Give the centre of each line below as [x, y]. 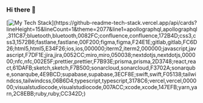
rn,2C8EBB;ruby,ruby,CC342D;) [46, 94]
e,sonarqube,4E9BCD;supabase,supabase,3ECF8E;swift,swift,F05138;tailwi [101, 75]
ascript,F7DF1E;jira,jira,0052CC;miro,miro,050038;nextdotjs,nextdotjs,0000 [101, 55]
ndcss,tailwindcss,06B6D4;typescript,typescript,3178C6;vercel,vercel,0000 [101, 81]
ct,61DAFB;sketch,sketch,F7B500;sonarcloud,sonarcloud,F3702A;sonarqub [101, 68]
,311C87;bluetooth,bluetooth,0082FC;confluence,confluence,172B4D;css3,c [101, 36]
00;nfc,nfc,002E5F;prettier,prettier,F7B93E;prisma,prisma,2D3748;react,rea [101, 61]
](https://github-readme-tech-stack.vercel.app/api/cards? [124, 23]
